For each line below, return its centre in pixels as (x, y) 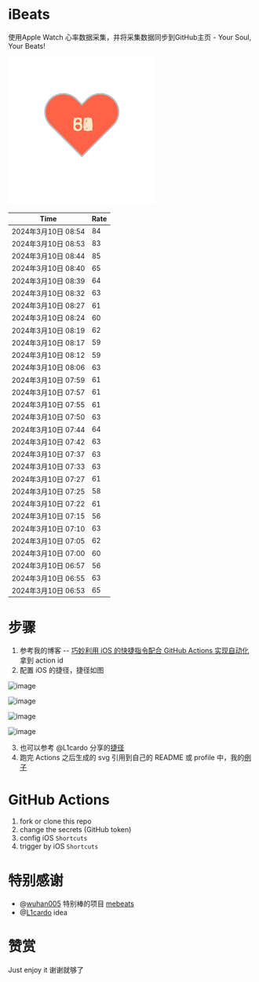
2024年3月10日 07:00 (48, 553)
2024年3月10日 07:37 (48, 454)
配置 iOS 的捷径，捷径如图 (62, 670)
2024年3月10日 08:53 (48, 243)
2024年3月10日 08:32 (48, 293)
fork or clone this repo (55, 821)
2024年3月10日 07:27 (48, 479)
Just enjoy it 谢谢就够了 (46, 970)
